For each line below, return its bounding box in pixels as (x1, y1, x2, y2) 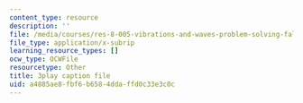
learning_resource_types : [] (9, 47, 119, 56)
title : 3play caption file (9, 72, 111, 81)
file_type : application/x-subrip (9, 38, 135, 47)
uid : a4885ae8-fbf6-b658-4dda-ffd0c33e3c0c (9, 80, 176, 89)
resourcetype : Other (9, 64, 87, 73)
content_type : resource (9, 13, 99, 22)
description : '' (9, 21, 70, 30)
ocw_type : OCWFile (9, 55, 78, 64)
